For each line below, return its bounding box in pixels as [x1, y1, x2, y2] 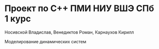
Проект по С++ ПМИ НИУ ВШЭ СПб [4, 3, 154, 14]
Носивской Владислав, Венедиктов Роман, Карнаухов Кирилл [4, 29, 134, 35]
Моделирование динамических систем [4, 38, 87, 44]
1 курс [4, 13, 31, 24]
